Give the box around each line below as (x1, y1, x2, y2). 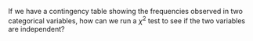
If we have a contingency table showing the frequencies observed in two (8, 7, 243, 15)
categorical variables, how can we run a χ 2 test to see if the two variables (8, 15, 246, 26)
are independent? (8, 24, 65, 33)
